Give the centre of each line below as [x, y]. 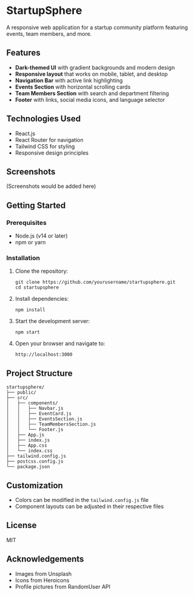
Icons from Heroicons [42, 580]
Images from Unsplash [43, 574]
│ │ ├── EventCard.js [39, 414]
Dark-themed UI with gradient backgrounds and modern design [95, 67]
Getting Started [36, 205]
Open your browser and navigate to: [60, 344]
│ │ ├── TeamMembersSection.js [51, 424]
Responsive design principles [52, 153]
